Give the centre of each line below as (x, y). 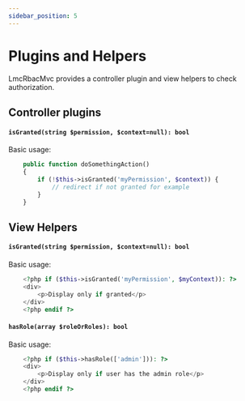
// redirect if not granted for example (120, 187)
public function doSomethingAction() (87, 164)
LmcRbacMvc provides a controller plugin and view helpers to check (122, 79)
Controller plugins (55, 112)
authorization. (32, 87)
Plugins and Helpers (78, 55)
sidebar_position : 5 (43, 16)
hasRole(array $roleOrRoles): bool (68, 326)
